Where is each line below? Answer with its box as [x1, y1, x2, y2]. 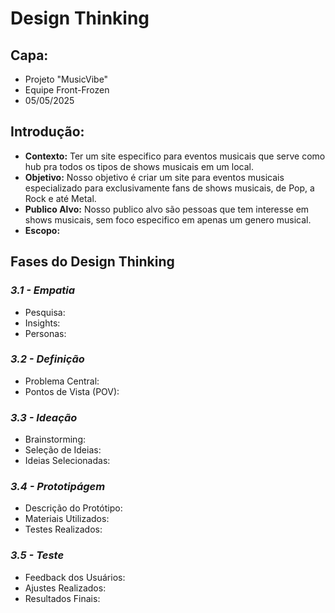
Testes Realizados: [24, 523, 103, 536]
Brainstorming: [24, 433, 87, 446]
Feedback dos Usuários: [24, 571, 126, 583]
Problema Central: [24, 375, 100, 387]
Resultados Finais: [24, 592, 101, 604]
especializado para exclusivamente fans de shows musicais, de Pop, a [24, 182, 315, 194]
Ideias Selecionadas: [24, 455, 111, 467]
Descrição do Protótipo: [24, 502, 123, 514]
